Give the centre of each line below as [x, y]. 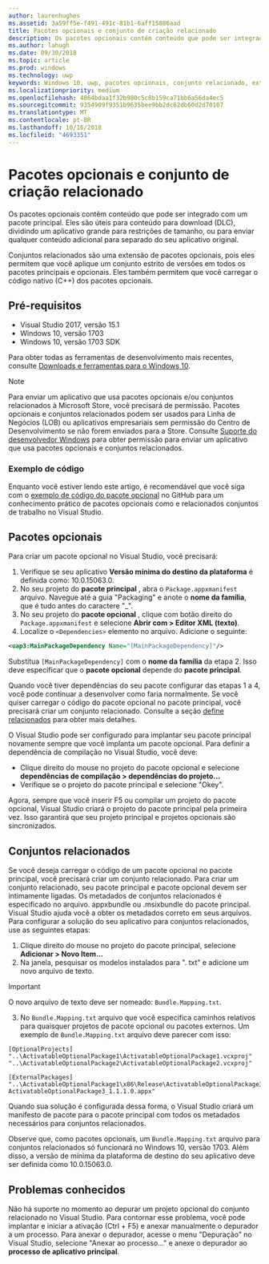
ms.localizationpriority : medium [64, 90]
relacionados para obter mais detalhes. [73, 720]
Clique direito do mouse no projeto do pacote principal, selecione [128, 946]
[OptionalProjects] [41, 1050]
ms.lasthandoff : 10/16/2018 [55, 127]
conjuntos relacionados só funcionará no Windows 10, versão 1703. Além [129, 1148]
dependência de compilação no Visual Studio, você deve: [103, 752]
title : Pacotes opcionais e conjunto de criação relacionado [112, 30]
